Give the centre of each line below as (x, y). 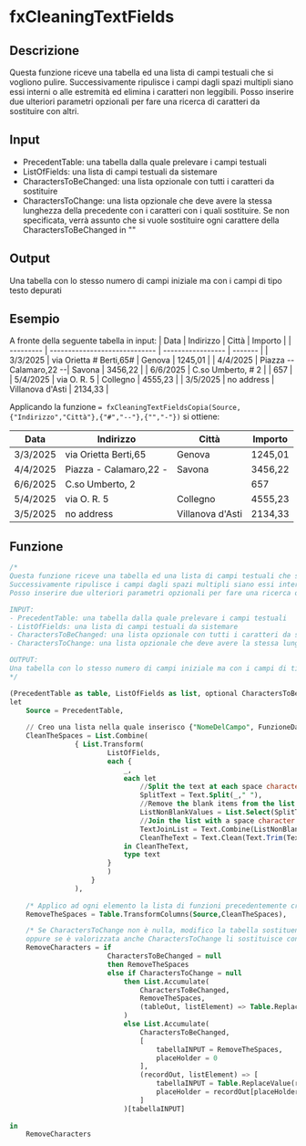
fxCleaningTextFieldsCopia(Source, (173, 408)
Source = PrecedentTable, (75, 710)
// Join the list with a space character (218, 820)
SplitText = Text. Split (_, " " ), (201, 795)
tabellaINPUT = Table (197, 1084)
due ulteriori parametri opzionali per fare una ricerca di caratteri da (135, 101)
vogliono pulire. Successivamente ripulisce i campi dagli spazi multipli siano (152, 82)
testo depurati (36, 290)
